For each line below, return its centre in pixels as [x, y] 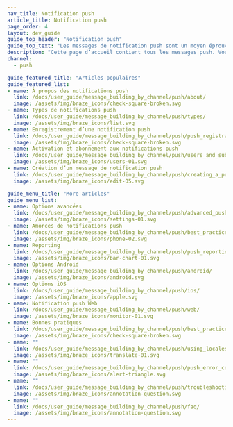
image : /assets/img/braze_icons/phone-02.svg [80, 239]
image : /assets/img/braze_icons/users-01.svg [80, 162]
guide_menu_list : [32, 200]
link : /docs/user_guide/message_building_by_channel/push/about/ [110, 97]
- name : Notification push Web [52, 303]
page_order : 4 [28, 26]
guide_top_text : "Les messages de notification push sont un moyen [107, 46]
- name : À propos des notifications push [68, 91]
